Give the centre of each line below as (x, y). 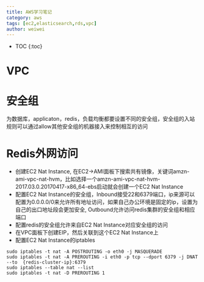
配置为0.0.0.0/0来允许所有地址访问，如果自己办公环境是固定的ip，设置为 (106, 202)
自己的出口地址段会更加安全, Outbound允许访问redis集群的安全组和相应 (105, 210)
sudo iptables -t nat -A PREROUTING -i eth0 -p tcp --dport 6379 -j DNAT (102, 257)
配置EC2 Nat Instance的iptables (55, 240)
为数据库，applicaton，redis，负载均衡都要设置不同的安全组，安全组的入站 (101, 119)
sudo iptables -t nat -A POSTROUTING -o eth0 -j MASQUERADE (85, 252)
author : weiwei (26, 29)
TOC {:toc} (29, 46)
